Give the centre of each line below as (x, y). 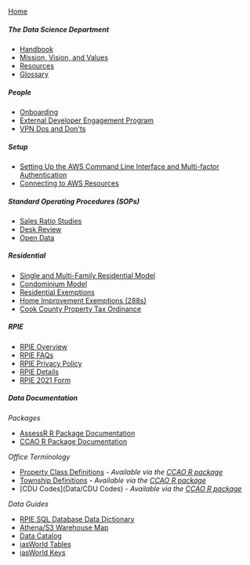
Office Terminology (39, 457)
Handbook (36, 49)
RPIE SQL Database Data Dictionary (77, 519)
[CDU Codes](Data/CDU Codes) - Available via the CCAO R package (130, 488)
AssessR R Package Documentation (77, 433)
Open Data (37, 237)
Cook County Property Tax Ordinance (80, 309)
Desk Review (40, 229)
